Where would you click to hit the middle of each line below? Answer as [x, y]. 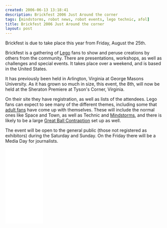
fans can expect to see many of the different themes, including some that [81, 104]
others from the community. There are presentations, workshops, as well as [83, 58]
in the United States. [26, 69]
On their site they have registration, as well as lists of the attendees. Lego [81, 99]
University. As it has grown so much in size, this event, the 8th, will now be [82, 84]
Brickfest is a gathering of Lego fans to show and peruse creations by [77, 53]
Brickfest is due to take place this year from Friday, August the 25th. [76, 43]
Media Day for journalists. [32, 141]
